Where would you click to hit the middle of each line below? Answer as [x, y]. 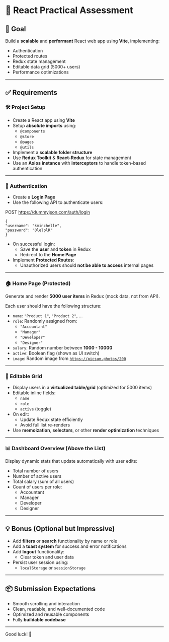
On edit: [21, 414]
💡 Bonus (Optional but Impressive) [60, 529]
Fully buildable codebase [39, 619]
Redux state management [39, 61]
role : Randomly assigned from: [45, 321]
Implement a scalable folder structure [52, 152]
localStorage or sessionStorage [53, 567]
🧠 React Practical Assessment [69, 10]
